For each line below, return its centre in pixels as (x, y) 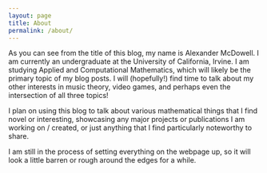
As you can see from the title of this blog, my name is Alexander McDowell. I (134, 53)
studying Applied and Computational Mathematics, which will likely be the (130, 70)
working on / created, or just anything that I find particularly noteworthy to (130, 128)
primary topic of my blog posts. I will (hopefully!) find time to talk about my (131, 79)
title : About (30, 23)
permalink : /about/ (41, 30)
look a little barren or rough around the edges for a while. (102, 160)
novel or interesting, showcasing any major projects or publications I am (127, 120)
